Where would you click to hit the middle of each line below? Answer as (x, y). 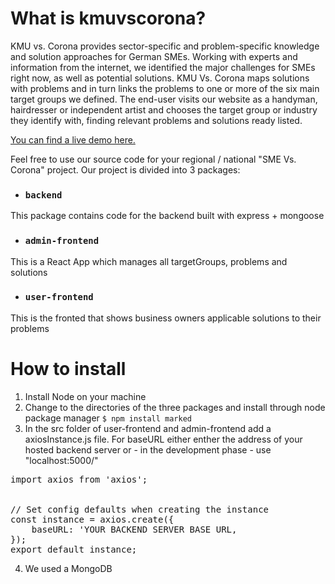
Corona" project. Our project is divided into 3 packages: (125, 169)
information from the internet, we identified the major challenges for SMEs (163, 67)
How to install (68, 369)
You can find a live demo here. (73, 139)
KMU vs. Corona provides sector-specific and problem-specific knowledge (165, 46)
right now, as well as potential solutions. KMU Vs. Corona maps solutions (160, 78)
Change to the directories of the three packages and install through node (175, 407)
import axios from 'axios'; (79, 479)
